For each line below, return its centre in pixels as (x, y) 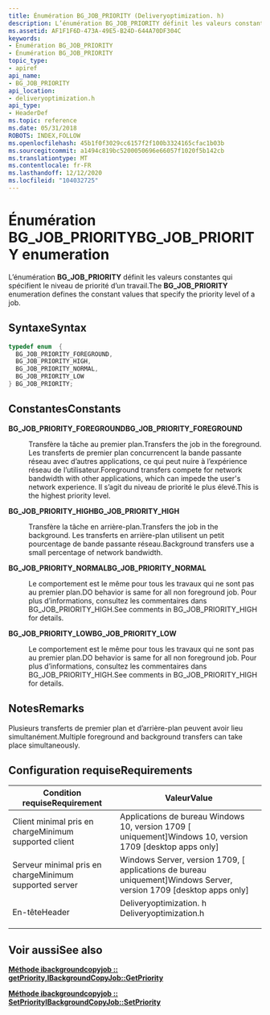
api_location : (32, 91)
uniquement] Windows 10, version (184, 837)
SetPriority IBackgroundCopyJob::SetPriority (85, 1002)
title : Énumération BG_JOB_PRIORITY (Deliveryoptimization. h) (117, 16)
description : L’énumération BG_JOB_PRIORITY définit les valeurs (120, 23)
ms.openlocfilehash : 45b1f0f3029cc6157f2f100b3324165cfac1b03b (117, 143)
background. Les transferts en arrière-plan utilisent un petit (127, 535)
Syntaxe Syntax (47, 328)
